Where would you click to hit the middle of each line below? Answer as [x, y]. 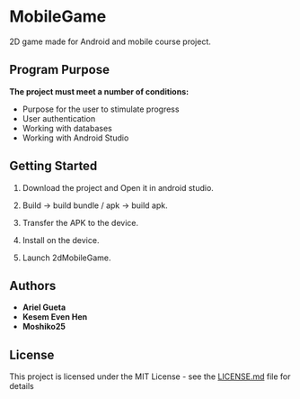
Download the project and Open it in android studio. [118, 187]
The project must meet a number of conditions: [99, 91]
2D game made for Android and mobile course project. [110, 41]
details [22, 386]
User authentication [59, 118]
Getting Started [53, 166]
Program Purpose [60, 70]
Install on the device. [61, 240]
